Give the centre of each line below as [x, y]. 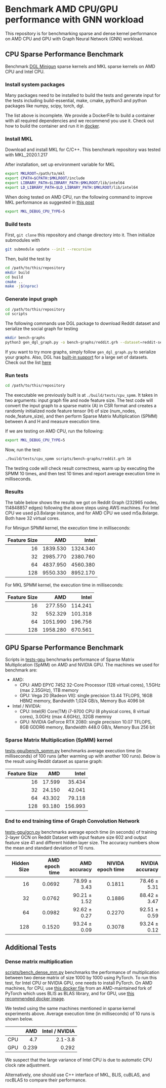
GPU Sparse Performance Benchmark [64, 647]
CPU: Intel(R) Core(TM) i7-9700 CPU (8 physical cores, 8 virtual [84, 712]
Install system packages [35, 84]
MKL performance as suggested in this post [50, 202]
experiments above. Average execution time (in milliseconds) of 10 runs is [80, 1014]
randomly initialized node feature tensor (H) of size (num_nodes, [71, 411]
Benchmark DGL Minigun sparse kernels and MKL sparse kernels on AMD [80, 66]
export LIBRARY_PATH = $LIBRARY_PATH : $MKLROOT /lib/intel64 [65, 183]
